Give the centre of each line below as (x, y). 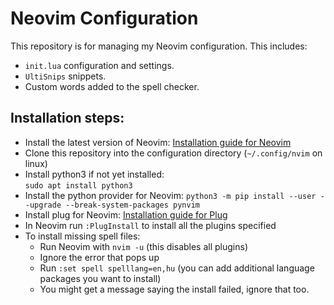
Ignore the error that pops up (99, 257)
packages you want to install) (100, 278)
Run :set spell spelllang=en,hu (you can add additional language (177, 268)
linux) (36, 163)
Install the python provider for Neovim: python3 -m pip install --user (170, 195)
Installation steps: (67, 118)
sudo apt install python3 (78, 185)
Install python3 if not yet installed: (94, 174)
